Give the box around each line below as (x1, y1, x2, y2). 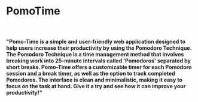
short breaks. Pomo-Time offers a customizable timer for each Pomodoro (6, 63, 192, 70)
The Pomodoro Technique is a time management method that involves (6, 50, 184, 58)
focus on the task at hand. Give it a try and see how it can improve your (6, 82, 186, 89)
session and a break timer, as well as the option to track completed (6, 70, 175, 77)
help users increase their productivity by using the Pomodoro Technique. (6, 44, 192, 52)
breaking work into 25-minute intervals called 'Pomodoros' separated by (6, 57, 191, 64)
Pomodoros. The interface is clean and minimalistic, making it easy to (6, 76, 182, 83)
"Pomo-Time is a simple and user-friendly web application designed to (6, 38, 186, 45)
